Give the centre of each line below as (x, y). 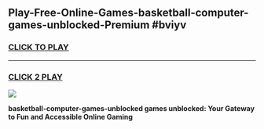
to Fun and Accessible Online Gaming (71, 116)
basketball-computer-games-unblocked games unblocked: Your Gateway (132, 108)
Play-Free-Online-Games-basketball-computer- (128, 13)
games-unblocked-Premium (79, 25)
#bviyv (169, 25)
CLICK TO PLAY (38, 48)
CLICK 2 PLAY (35, 77)
